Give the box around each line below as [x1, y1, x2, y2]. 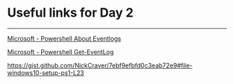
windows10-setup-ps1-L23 [7, 68, 85, 77]
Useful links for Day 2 [7, 5, 134, 21]
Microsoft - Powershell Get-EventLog [7, 47, 114, 56]
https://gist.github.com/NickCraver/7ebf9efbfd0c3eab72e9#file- [7, 61, 193, 69]
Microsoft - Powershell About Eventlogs [7, 34, 122, 42]
